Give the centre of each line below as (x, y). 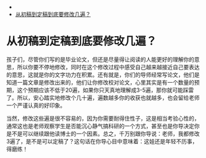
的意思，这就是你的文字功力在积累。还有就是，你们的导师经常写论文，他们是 (103, 75)
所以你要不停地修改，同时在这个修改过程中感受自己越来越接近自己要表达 (108, 67)
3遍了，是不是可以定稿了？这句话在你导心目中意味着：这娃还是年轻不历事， (102, 141)
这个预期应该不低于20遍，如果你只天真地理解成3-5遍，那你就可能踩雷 (105, 90)
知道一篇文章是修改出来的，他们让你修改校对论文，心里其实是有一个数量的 (100, 82)
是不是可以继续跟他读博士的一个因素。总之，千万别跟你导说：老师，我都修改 (103, 134)
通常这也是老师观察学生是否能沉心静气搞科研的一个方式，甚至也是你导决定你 (103, 126)
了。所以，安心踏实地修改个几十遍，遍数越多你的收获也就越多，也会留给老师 (103, 97)
